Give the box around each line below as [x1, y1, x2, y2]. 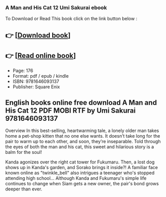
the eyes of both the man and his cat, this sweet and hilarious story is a [5, 144, 154, 150]
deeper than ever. [5, 186, 42, 192]
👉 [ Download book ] [5, 31, 71, 40]
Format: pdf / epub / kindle [12, 73, 69, 79]
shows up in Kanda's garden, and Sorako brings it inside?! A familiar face [5, 165, 158, 171]
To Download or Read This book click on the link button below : [5, 16, 138, 22]
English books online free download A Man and [5, 98, 157, 107]
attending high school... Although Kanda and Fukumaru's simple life [5, 175, 147, 181]
